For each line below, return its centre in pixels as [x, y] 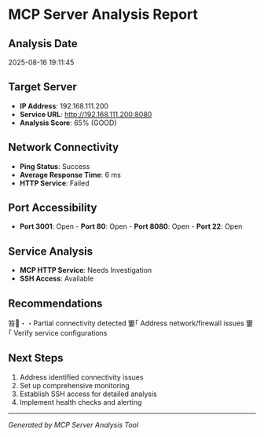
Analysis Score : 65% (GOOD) [68, 123]
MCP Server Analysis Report [103, 15]
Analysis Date [43, 44]
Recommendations [55, 303]
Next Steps [36, 358]
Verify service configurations [60, 333]
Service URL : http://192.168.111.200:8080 [86, 114]
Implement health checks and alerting [81, 402]
